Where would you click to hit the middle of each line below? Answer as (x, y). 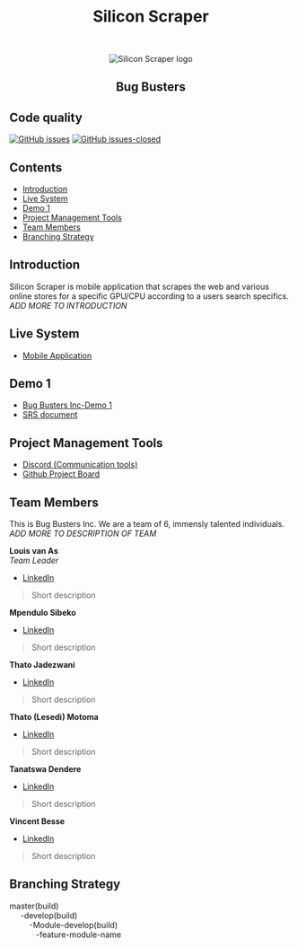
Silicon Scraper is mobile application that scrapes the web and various (139, 286)
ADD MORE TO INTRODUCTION (68, 305)
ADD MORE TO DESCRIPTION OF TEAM (83, 534)
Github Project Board (61, 474)
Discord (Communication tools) (80, 465)
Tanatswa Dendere (45, 769)
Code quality (46, 117)
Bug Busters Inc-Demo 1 (67, 405)
